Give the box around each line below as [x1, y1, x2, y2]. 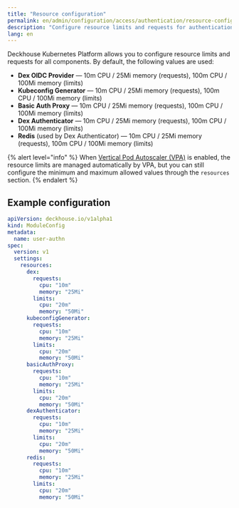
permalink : [7, 17, 40, 24]
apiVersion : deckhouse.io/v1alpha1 [7, 215, 113, 223]
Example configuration [7, 197, 111, 209]
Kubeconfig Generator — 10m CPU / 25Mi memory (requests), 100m [17, 86, 220, 95]
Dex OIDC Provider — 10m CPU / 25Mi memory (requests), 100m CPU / [17, 71, 228, 80]
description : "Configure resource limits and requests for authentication [7, 24, 234, 31]
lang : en [7, 30, 33, 38]
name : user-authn [14, 235, 65, 242]
